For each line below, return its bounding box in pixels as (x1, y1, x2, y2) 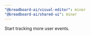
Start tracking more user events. (4, 25, 69, 31)
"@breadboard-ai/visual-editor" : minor (4, 7, 86, 12)
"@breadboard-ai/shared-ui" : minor (4, 12, 77, 17)
